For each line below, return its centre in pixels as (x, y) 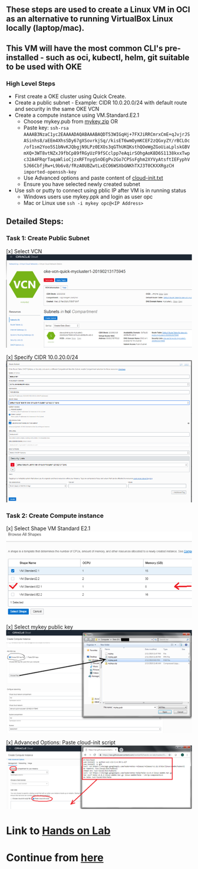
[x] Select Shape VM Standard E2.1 (48, 528)
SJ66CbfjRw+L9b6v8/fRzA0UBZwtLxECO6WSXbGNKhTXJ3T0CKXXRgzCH (99, 166)
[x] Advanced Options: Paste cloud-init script (61, 742)
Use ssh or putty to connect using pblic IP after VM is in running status (100, 191)
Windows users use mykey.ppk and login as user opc (88, 197)
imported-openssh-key (50, 172)
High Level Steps (31, 83)
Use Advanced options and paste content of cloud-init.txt (93, 178)
